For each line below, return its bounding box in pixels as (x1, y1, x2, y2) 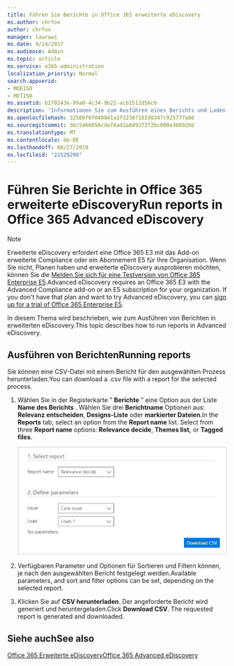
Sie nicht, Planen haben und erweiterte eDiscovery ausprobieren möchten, (7, 263, 221, 272)
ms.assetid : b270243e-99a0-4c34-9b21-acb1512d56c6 (7, 100, 157, 107)
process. (7, 383, 33, 390)
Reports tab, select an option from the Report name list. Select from (17, 418, 214, 426)
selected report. (17, 584, 64, 593)
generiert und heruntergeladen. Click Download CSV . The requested (17, 605, 214, 614)
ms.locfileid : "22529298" (7, 151, 82, 158)
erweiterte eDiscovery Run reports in (7, 197, 223, 213)
